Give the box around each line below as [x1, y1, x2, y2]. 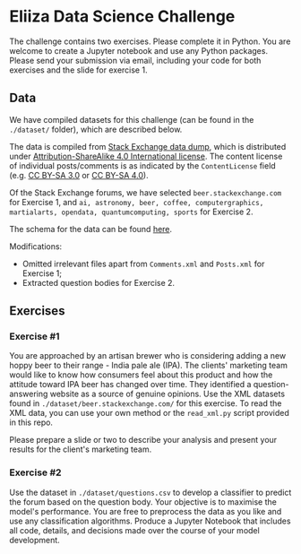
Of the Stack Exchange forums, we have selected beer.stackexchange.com [9, 186, 282, 198]
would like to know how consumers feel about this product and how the [9, 369, 273, 380]
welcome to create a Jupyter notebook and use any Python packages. [9, 45, 269, 56]
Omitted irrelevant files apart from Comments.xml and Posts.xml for [21, 258, 265, 269]
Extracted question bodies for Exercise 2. [21, 277, 176, 288]
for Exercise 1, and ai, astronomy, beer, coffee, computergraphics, [9, 196, 264, 207]
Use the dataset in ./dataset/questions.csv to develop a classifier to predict [9, 487, 292, 498]
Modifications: [9, 240, 63, 252]
